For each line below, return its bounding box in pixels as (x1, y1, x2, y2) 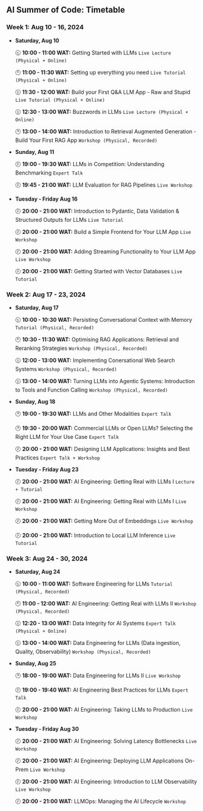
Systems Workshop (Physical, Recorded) (15, 365, 117, 372)
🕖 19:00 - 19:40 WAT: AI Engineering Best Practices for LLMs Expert (15, 686, 189, 693)
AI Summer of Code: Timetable (6, 5, 125, 15)
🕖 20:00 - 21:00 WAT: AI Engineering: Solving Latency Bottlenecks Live (15, 738, 197, 745)
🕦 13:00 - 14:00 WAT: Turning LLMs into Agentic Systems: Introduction (15, 377, 195, 384)
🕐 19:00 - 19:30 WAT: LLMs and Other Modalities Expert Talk (15, 410, 171, 417)
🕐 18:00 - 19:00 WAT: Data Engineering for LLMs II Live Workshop (15, 672, 181, 679)
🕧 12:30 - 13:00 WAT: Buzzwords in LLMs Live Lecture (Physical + (15, 108, 188, 115)
